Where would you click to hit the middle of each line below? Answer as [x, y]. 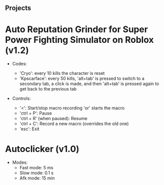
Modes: [20, 162]
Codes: [19, 64]
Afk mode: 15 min [37, 178]
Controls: [21, 98]
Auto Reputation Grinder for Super [77, 29]
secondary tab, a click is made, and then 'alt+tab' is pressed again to [89, 84]
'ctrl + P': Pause [36, 113]
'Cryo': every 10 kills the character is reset [62, 73]
